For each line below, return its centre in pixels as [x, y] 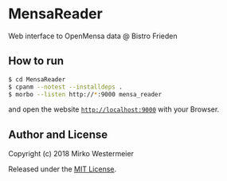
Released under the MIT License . [63, 169]
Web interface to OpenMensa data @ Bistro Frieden [93, 36]
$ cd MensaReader [37, 79]
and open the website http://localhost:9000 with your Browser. [114, 109]
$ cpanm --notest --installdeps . [66, 87]
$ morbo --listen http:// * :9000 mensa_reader [85, 94]
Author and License [58, 134]
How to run [36, 61]
